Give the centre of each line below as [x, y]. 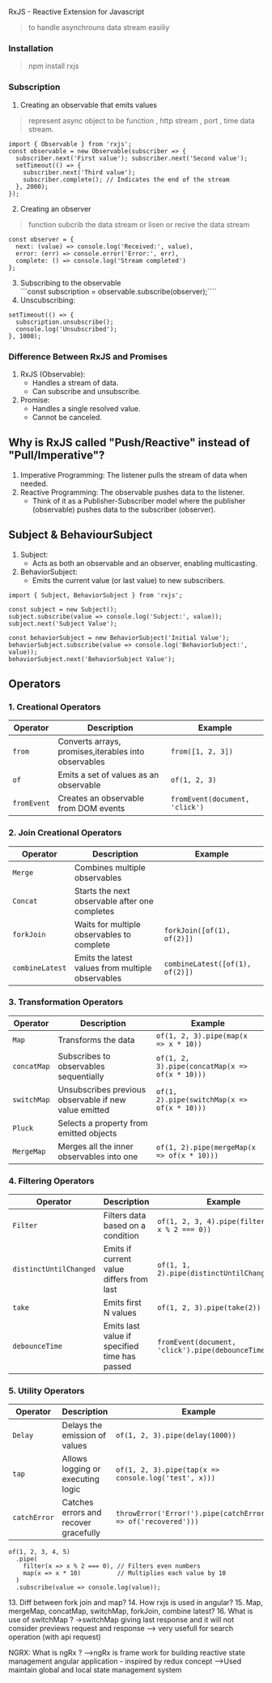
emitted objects [87, 1133]
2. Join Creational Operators [65, 833]
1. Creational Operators [55, 706]
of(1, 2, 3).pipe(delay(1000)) [176, 1436]
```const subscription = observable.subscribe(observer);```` [118, 291]
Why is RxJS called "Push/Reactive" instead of [130, 442]
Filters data [125, 1216]
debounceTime [38, 1346]
